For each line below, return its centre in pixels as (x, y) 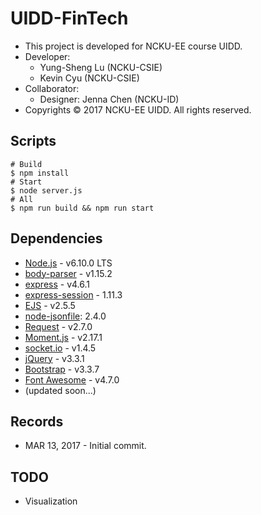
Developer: (47, 56)
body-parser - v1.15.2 (68, 273)
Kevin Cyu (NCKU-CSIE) (89, 78)
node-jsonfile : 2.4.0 (65, 316)
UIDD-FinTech (69, 18)
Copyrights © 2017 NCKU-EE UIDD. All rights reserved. (138, 109)
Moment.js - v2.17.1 (63, 337)
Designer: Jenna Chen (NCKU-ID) (109, 99)
